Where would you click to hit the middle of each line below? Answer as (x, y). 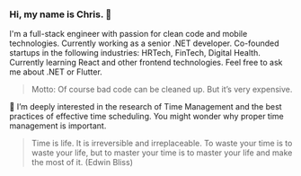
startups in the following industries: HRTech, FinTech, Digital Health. (135, 53)
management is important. (58, 126)
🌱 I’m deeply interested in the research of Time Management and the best (146, 107)
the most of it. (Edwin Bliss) (82, 163)
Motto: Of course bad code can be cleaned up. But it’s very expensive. (162, 90)
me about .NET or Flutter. (56, 72)
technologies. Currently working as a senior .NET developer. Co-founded (145, 43)
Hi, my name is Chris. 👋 (61, 14)
